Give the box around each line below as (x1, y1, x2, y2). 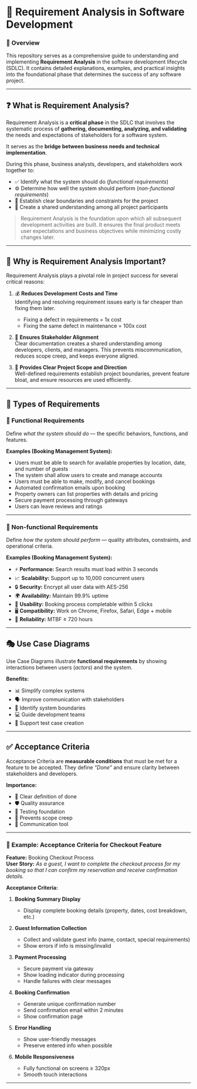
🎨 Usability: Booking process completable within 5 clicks (14, 601, 153, 608)
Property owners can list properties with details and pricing (14, 490, 158, 497)
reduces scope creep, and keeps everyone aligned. (14, 352, 139, 359)
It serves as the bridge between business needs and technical (6, 143, 160, 150)
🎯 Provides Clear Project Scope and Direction (14, 364, 127, 371)
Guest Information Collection (14, 925, 87, 932)
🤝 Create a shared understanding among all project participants (14, 204, 168, 211)
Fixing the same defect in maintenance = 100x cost (23, 322, 147, 329)
